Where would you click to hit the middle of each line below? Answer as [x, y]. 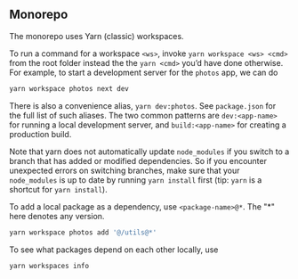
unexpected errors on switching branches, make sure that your [125, 170]
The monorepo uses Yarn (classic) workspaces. [97, 36]
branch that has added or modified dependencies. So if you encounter [138, 160]
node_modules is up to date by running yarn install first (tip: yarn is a [136, 180]
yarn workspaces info [49, 266]
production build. [40, 134]
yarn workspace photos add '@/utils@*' [83, 232]
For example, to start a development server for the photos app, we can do [144, 72]
